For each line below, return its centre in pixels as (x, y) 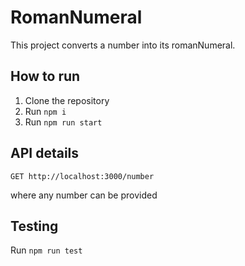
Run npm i (45, 111)
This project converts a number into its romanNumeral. (123, 45)
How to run (45, 76)
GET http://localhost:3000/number (82, 176)
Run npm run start (63, 122)
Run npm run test (46, 250)
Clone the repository (67, 100)
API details (45, 153)
